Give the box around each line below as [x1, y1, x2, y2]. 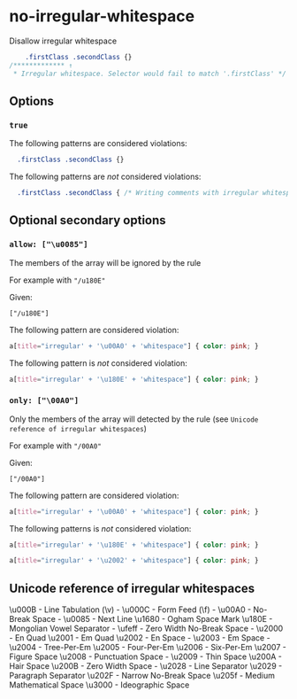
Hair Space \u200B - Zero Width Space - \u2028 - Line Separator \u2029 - [9, 661, 283, 672]
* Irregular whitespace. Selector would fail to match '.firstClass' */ [12, 69, 287, 78]
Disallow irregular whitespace [9, 35, 118, 46]
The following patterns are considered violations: [9, 138, 187, 149]
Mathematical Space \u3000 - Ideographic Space [9, 680, 190, 690]
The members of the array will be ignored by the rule [9, 257, 202, 268]
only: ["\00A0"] [9, 396, 80, 406]
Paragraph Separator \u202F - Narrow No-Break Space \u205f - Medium [9, 671, 276, 681]
